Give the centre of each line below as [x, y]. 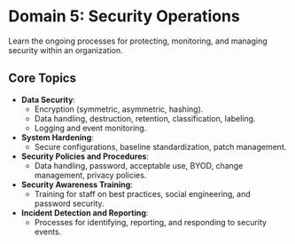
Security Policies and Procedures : [85, 156]
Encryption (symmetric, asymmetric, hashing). [119, 109]
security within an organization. [66, 50]
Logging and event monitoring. [90, 128]
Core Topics [43, 79]
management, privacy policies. [90, 175]
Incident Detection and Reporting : [85, 213]
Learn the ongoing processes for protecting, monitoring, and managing [138, 41]
